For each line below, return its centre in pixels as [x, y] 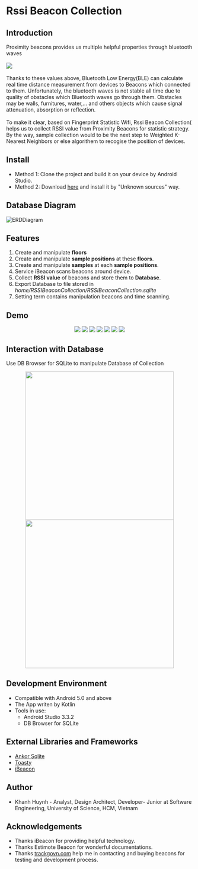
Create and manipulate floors [51, 253]
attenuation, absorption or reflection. [51, 110]
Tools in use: [30, 711]
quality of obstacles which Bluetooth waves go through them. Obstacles [94, 97]
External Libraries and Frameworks [72, 742]
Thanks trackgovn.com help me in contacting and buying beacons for [100, 854]
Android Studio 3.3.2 [49, 717]
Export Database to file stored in [54, 284]
